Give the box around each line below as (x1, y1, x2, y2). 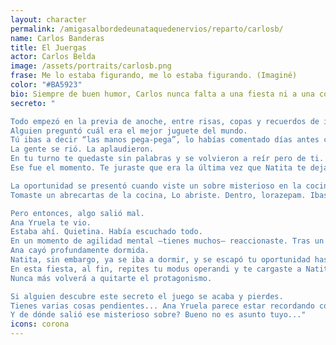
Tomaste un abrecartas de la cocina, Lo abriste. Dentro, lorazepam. (10, 190, 307, 200)
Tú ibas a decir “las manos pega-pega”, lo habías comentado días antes (10, 135, 320, 145)
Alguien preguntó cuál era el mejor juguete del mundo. (10, 126, 248, 136)
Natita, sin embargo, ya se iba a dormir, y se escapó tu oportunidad (10, 255, 311, 265)
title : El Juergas (10, 42, 87, 53)
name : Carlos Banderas (10, 33, 105, 43)
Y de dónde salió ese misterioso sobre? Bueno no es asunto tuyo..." (10, 310, 307, 320)
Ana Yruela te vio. (10, 217, 92, 228)
